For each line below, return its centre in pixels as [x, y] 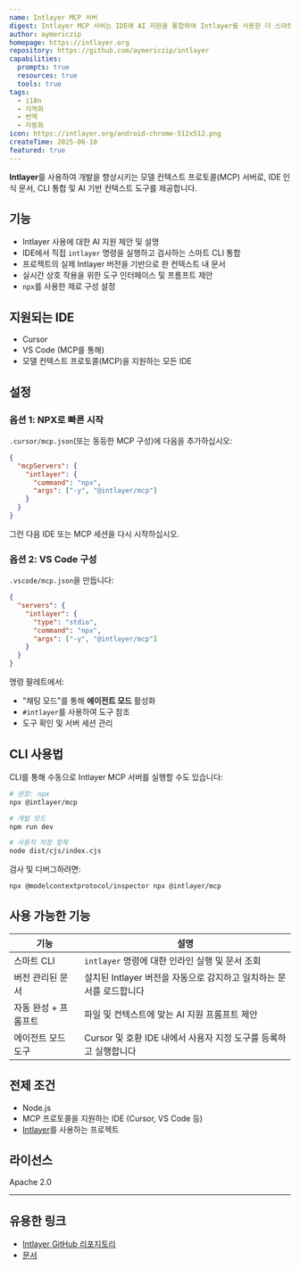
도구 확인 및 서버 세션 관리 [67, 723]
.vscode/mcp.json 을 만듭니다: [62, 580]
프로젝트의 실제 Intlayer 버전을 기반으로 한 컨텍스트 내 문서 [124, 264]
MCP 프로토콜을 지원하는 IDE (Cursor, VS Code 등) [112, 1118]
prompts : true [43, 68]
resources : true [47, 76]
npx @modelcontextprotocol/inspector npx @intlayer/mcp [115, 886]
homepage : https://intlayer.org [69, 42]
